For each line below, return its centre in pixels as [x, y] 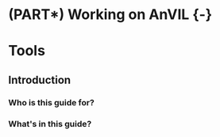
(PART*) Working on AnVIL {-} [110, 15]
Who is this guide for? [52, 102]
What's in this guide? [50, 124]
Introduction [40, 80]
